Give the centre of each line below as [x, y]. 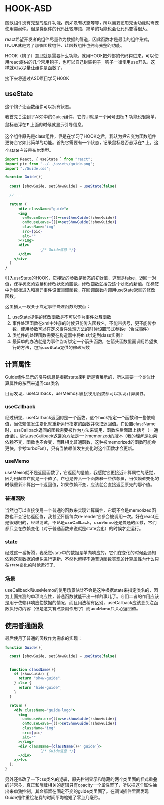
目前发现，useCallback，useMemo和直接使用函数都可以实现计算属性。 [77, 393]
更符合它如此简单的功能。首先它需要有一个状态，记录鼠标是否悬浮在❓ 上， [80, 142]
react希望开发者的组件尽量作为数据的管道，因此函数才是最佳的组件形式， [79, 39]
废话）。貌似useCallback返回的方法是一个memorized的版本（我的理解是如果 [81, 436]
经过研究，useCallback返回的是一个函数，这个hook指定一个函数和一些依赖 [80, 417]
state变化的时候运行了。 [33, 565]
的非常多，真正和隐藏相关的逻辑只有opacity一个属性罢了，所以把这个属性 [79, 785]
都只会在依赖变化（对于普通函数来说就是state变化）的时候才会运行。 [74, 528]
